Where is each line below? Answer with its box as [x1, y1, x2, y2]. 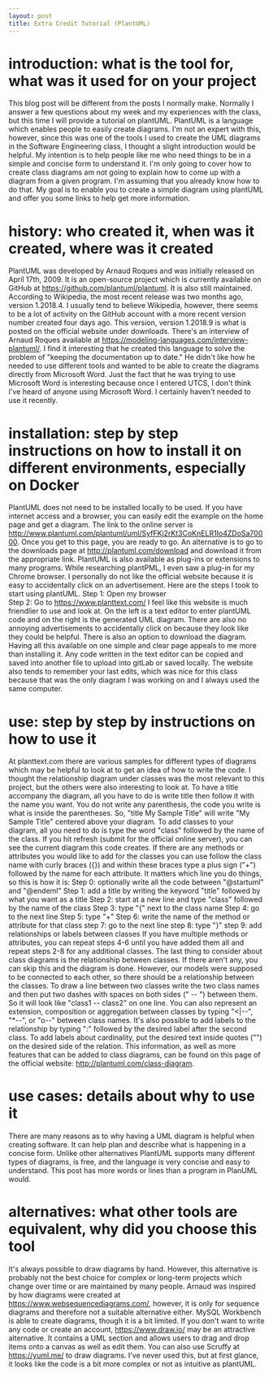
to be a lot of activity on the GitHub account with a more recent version [8, 310, 246, 319]
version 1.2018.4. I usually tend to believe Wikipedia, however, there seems [8, 301, 258, 310]
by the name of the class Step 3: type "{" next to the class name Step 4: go [8, 903, 260, 913]
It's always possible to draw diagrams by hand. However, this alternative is [8, 1264, 258, 1274]
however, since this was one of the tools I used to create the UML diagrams [8, 133, 261, 143]
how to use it [8, 730, 97, 748]
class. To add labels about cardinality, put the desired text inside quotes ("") [8, 1033, 262, 1042]
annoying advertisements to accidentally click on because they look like [8, 623, 249, 634]
